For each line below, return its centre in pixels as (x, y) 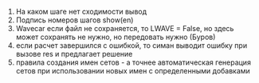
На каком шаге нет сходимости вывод (81, 12)
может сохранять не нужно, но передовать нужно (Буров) (116, 37)
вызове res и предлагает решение (74, 54)
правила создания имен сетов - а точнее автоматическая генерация (133, 62)
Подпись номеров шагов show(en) (75, 20)
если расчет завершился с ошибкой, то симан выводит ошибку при (131, 45)
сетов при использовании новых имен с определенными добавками (133, 71)
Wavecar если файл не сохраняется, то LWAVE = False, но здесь (125, 28)
